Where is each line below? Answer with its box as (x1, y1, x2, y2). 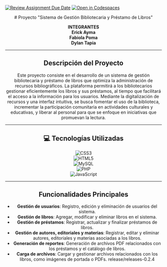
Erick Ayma (71, 29, 96, 35)
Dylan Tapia (71, 40, 96, 46)
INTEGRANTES (68, 24, 99, 30)
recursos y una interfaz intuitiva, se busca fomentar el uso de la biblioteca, (7, 99, 160, 105)
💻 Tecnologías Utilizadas (43, 134, 124, 143)
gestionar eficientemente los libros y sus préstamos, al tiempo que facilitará (5, 88, 162, 94)
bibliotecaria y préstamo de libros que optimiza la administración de (14, 77, 153, 83)
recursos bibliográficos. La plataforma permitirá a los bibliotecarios (14, 83, 153, 89)
